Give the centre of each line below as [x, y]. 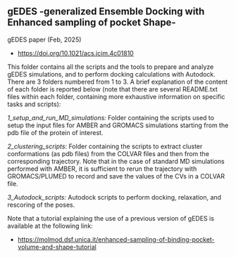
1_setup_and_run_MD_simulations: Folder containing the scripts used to [111, 117]
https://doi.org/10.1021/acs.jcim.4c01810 [75, 53]
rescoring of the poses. [41, 205]
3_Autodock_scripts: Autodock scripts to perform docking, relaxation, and [114, 197]
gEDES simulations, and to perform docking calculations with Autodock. [112, 74]
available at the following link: [50, 226]
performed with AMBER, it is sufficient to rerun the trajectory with [102, 169]
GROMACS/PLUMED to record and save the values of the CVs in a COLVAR [116, 176]
